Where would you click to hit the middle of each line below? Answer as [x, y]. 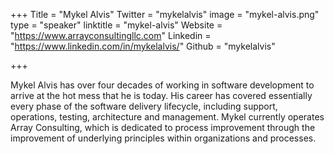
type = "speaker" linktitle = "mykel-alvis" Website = [116, 25]
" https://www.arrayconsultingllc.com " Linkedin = [111, 35]
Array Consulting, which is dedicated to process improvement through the [163, 127]
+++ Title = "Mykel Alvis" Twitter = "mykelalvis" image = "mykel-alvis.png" [165, 14]
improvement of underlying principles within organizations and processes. [163, 138]
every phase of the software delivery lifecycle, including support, [144, 106]
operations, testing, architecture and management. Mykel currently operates [167, 117]
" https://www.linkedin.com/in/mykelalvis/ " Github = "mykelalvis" [143, 46]
